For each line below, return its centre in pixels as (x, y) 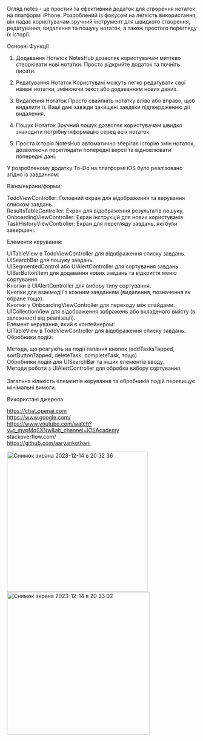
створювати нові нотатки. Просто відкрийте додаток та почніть (98, 64)
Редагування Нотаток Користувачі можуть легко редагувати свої (101, 82)
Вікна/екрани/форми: (35, 186)
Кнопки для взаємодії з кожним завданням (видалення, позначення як (99, 292)
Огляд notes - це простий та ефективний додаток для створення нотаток (101, 9)
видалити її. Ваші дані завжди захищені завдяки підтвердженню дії (103, 107)
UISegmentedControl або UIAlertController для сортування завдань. (94, 266)
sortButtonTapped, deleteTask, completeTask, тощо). (73, 355)
